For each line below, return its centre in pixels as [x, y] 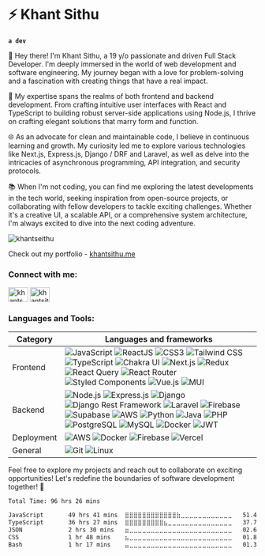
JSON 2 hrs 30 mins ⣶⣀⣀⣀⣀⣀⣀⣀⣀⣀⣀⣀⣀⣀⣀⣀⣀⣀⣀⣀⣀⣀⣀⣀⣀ [120, 530]
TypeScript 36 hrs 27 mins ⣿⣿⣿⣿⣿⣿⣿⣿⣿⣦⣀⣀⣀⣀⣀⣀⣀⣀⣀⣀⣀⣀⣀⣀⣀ [120, 523]
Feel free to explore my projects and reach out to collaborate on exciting [125, 470]
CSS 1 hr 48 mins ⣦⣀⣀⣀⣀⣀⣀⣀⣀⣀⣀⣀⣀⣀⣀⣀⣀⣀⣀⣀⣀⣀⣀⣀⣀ [120, 538]
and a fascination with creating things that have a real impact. [108, 81]
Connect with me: [43, 274]
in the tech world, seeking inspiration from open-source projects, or [118, 198]
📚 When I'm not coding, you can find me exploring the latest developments [131, 187]
